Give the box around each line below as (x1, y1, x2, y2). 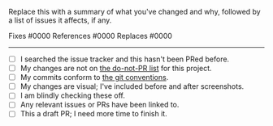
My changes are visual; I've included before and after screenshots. (19, 82, 245, 91)
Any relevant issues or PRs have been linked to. (19, 100, 180, 110)
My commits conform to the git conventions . (19, 73, 169, 82)
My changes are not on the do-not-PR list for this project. (19, 64, 213, 73)
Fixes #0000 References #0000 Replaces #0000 (8, 31, 173, 40)
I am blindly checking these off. (19, 90, 126, 100)
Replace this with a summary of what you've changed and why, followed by (8, 7, 262, 16)
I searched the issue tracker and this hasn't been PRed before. (19, 54, 230, 64)
